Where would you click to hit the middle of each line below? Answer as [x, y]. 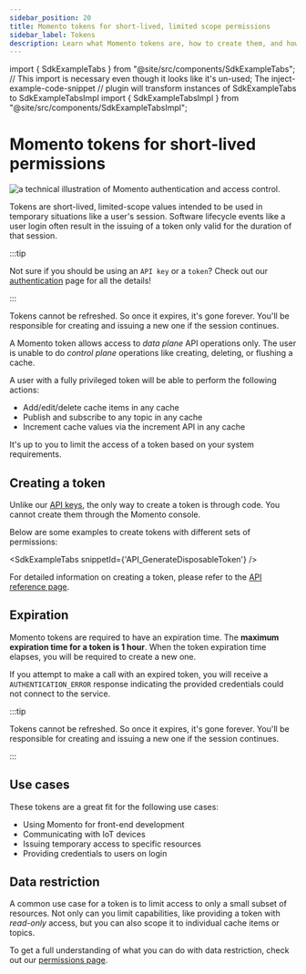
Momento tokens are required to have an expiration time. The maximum [144, 637]
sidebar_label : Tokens [52, 35]
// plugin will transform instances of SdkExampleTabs [197, 88]
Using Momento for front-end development [103, 824]
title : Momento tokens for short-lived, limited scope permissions [140, 26]
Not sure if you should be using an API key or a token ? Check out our [139, 271]
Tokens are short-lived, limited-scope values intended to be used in [136, 207]
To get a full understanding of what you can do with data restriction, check [149, 950]
